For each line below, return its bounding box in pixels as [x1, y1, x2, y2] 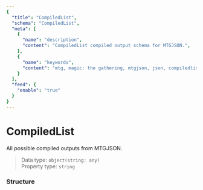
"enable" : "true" [17, 87, 61, 93]
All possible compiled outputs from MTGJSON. [6, 144, 123, 151]
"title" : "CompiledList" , [11, 14, 77, 21]
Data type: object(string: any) [21, 156, 100, 163]
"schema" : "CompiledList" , [11, 20, 80, 26]
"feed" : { [11, 82, 36, 88]
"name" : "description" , [22, 37, 83, 43]
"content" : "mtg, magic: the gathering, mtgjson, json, [22, 65, 166, 71]
